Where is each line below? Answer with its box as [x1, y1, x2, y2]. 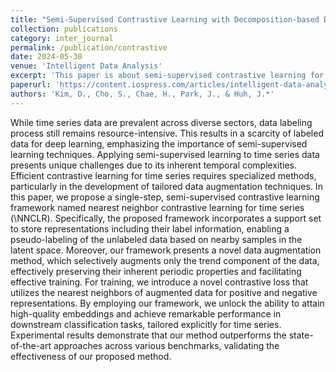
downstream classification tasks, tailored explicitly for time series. [10, 318, 282, 330]
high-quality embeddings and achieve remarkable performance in [10, 307, 282, 320]
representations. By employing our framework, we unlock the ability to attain [10, 297, 325, 309]
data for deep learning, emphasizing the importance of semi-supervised [10, 137, 308, 150]
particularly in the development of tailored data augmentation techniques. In [10, 180, 323, 192]
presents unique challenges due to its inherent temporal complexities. [10, 159, 298, 171]
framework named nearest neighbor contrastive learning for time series [10, 201, 305, 213]
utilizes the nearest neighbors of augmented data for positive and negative [10, 286, 318, 298]
